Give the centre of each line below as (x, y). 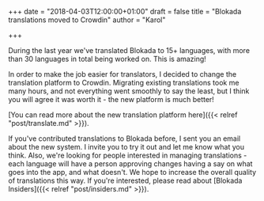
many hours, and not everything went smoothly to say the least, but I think (129, 91)
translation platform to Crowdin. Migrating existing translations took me (124, 83)
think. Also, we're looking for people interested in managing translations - (128, 155)
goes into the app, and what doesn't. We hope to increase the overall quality (132, 172)
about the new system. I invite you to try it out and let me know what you (126, 147)
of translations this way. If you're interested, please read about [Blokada (125, 180)
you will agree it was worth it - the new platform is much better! (111, 99)
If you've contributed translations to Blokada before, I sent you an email (124, 138)
